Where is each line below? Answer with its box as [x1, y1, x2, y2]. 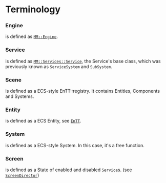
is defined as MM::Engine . [5, 33, 58, 39]
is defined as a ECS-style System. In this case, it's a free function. [5, 142, 145, 148]
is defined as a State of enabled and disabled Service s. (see [5, 167, 132, 173]
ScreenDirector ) [5, 172, 39, 178]
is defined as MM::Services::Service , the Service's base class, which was [5, 58, 161, 64]
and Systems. [5, 93, 34, 99]
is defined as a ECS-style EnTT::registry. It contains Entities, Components [5, 88, 160, 94]
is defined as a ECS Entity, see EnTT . [5, 118, 81, 124]
